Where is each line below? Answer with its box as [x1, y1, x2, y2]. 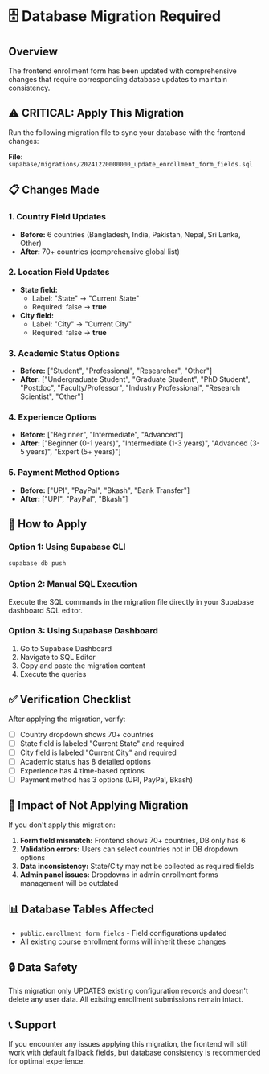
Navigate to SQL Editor [19, 652, 96, 662]
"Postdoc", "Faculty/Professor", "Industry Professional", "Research [19, 383, 241, 393]
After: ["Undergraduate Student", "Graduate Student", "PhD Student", [19, 375, 251, 384]
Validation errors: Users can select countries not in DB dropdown [19, 844, 238, 854]
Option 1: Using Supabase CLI [8, 541, 126, 552]
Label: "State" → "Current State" [31, 293, 140, 303]
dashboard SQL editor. [8, 605, 83, 615]
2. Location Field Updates [8, 267, 110, 278]
